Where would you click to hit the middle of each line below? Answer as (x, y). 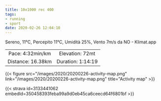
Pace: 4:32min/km (30, 54)
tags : (11, 14)
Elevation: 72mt (77, 54)
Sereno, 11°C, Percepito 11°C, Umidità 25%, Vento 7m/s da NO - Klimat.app (81, 42)
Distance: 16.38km (30, 62)
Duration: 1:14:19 (77, 62)
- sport (13, 23)
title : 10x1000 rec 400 (30, 10)
